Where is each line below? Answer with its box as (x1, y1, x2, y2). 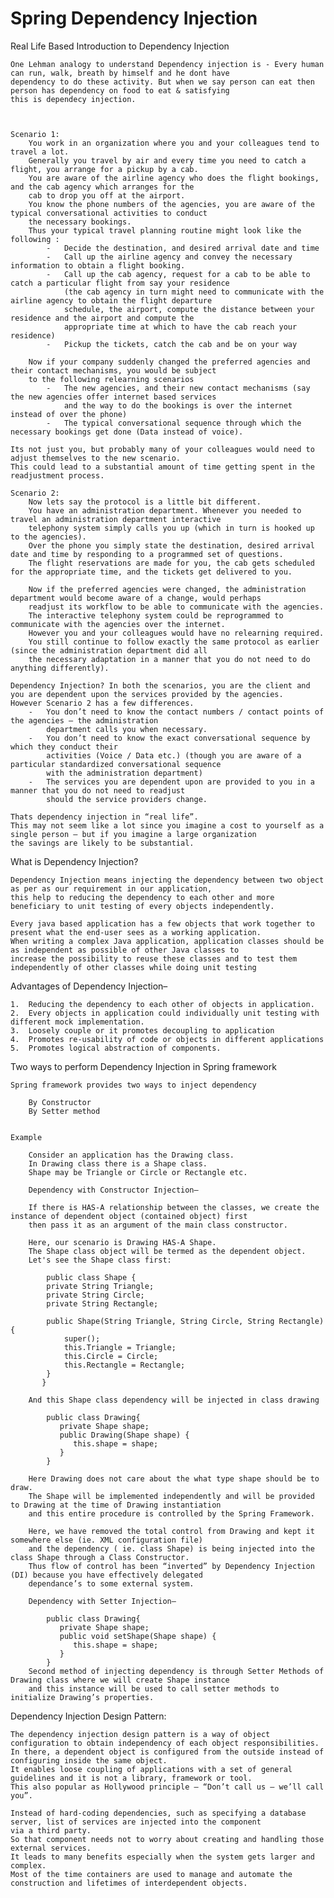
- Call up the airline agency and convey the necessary (46, 252, 293, 262)
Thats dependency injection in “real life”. (10, 812, 199, 822)
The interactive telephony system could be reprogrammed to (28, 610, 284, 621)
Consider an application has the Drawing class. (28, 1150, 235, 1160)
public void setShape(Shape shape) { (59, 1631, 217, 1641)
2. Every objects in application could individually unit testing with (10, 1008, 320, 1018)
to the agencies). (10, 532, 87, 542)
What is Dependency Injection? (10, 855, 139, 867)
